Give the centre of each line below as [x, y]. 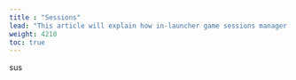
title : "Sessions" [45, 17]
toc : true [27, 42]
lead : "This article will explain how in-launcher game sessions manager [148, 26]
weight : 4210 [33, 34]
